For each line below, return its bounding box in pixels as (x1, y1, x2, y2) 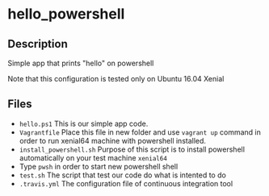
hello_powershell (7, 5, 125, 23)
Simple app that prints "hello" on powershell (7, 58, 154, 68)
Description (7, 37, 68, 51)
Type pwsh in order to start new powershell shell (19, 161, 179, 171)
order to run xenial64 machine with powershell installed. (19, 136, 207, 145)
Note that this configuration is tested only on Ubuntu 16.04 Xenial (7, 74, 225, 83)
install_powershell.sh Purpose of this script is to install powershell (19, 144, 246, 154)
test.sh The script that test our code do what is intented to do (19, 170, 227, 180)
